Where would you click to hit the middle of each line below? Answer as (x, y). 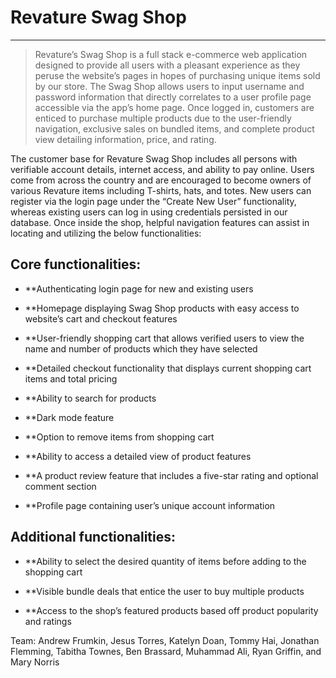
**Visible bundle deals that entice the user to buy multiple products (164, 591)
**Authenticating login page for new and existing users (139, 288)
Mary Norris (35, 662)
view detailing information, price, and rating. (125, 139)
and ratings (48, 621)
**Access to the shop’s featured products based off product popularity (171, 610)
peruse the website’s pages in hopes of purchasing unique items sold (177, 75)
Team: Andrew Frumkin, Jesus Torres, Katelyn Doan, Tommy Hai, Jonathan (165, 640)
